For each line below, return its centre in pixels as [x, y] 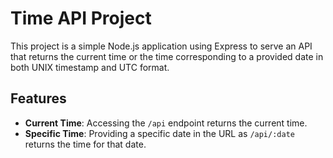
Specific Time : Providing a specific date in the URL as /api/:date [159, 133]
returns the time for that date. [85, 144]
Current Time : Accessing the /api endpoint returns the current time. [166, 123]
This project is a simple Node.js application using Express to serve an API [161, 46]
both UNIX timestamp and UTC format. [90, 67]
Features [38, 98]
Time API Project [81, 18]
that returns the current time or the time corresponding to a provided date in [167, 56]
